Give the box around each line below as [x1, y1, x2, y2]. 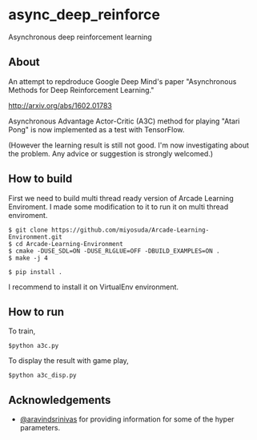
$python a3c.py [8, 342, 59, 350]
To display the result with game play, [8, 356, 130, 365]
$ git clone [8, 226, 48, 234]
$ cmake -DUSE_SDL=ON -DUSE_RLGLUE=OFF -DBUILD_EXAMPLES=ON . [8, 247, 220, 255]
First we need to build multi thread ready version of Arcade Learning [8, 193, 234, 203]
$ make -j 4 [8, 254, 48, 262]
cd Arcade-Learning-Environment [15, 240, 124, 248]
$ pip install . [8, 268, 62, 276]
